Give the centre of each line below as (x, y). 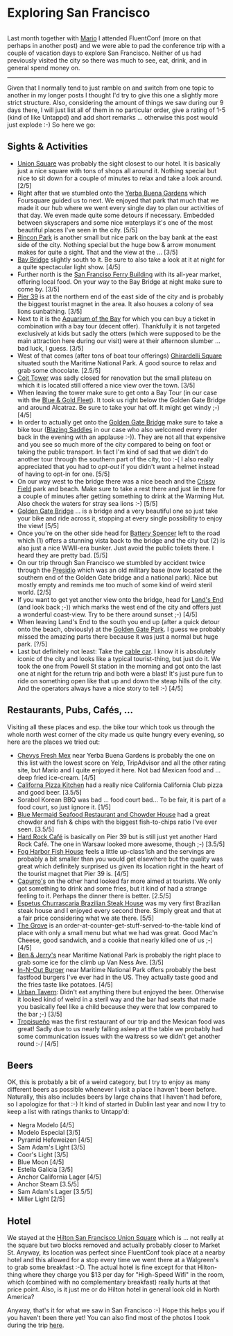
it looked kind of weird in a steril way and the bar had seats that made (116, 999)
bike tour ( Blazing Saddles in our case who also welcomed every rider (117, 429)
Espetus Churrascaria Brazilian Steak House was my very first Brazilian (119, 903)
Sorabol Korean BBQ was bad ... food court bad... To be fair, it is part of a (122, 800)
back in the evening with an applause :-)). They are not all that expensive (121, 437)
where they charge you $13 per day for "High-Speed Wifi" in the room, (124, 1275)
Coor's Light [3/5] (43, 1155)
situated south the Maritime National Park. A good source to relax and (117, 363)
